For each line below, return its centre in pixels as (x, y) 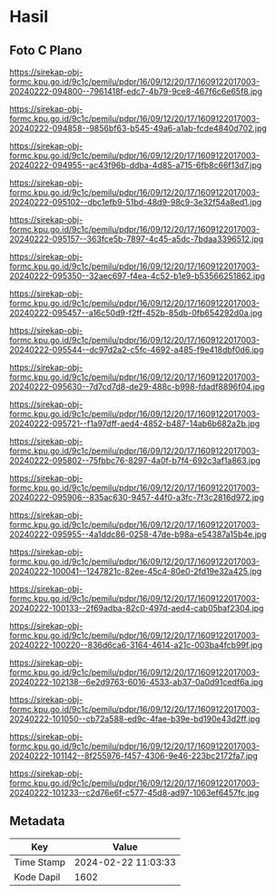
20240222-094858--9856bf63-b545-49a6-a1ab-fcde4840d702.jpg (138, 128)
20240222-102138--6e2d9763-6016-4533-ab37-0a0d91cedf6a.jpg (136, 682)
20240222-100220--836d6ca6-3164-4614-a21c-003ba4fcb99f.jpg (136, 645)
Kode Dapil (37, 877)
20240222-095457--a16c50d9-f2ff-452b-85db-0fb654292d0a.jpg (136, 313)
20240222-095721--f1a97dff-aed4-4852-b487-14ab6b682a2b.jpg (135, 423)
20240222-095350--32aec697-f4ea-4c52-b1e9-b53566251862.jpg (138, 276)
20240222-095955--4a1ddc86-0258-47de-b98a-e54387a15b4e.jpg (138, 534)
